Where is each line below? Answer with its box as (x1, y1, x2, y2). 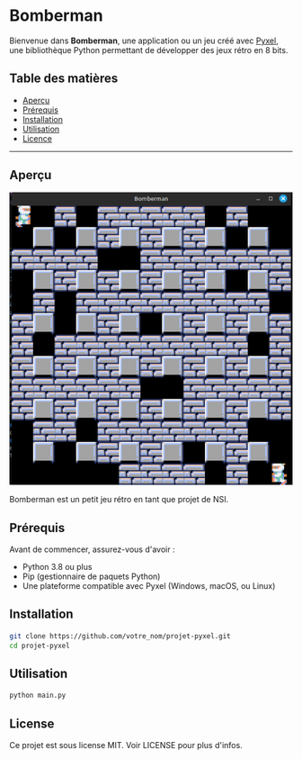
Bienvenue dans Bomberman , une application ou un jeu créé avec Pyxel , (9, 35, 279, 46)
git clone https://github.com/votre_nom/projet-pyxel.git (9, 631, 231, 640)
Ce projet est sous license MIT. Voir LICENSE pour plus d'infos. (9, 740, 243, 751)
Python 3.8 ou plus (22, 562, 93, 573)
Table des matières (9, 71, 119, 86)
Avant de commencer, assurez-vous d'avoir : (9, 544, 175, 555)
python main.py (9, 691, 67, 700)
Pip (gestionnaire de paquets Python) (22, 571, 161, 582)
